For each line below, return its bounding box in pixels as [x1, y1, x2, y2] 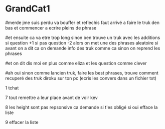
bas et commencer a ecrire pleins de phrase [5, 24, 97, 30]
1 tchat [5, 84, 19, 90]
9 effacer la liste [5, 119, 39, 125]
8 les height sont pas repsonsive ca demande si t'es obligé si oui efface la [5, 104, 158, 110]
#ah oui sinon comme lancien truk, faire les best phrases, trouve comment [5, 69, 159, 75]
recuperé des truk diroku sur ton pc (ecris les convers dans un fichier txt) [5, 75, 157, 81]
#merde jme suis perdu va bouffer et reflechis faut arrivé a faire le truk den [5, 19, 159, 25]
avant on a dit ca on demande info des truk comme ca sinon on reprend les [5, 45, 160, 51]
